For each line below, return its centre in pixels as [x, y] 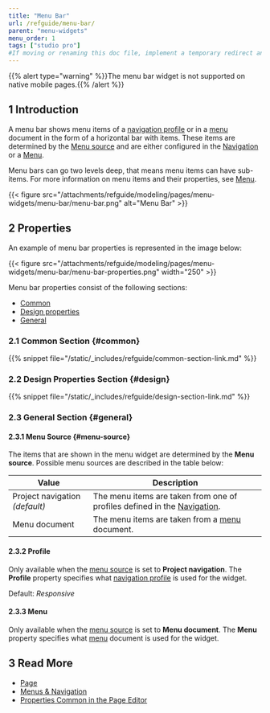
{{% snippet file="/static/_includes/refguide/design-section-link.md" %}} [129, 397]
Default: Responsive [41, 593]
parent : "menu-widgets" [48, 31]
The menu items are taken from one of [165, 497]
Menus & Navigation [53, 691]
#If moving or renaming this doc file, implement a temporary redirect [131, 53]
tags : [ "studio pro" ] [45, 46]
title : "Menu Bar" [39, 16]
